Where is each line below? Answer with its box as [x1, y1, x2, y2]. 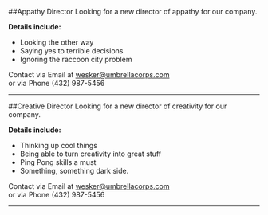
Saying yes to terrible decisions [19, 46, 124, 55]
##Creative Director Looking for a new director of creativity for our [8, 101, 227, 111]
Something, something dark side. [19, 166, 129, 175]
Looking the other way [19, 37, 94, 47]
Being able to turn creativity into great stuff [19, 149, 162, 158]
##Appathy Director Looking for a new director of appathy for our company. [8, 7, 258, 16]
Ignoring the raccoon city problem [19, 55, 132, 64]
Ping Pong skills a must [19, 158, 97, 166]
